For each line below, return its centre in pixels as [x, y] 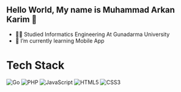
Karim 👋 [22, 20]
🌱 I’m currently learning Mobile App [60, 41]
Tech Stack [35, 65]
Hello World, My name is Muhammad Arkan [91, 10]
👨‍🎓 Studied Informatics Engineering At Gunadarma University [92, 34]
